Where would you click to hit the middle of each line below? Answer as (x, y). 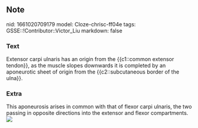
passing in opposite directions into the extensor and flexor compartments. (97, 113)
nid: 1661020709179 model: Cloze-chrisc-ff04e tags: (71, 24)
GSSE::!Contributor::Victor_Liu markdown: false (64, 31)
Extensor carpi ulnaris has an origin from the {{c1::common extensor (90, 59)
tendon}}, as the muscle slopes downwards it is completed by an (86, 66)
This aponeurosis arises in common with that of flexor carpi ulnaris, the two (99, 106)
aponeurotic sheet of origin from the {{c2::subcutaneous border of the (93, 72)
